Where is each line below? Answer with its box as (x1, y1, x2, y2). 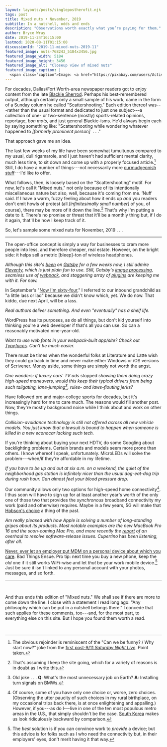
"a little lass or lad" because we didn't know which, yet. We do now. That (5, 292, 154, 298)
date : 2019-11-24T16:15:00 (5, 35, 61, 40)
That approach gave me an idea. (5, 138, 72, 144)
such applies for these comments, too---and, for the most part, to (5, 610, 140, 616)
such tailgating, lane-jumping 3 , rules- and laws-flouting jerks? (5, 383, 133, 390)
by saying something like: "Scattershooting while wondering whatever (5, 123, 148, 129)
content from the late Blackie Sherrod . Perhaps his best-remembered (5, 91, 147, 97)
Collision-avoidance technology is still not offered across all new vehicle (5, 419, 154, 425)
